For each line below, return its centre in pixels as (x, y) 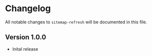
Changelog (28, 9)
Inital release (25, 49)
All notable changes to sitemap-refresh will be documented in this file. (76, 22)
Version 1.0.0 (26, 37)
